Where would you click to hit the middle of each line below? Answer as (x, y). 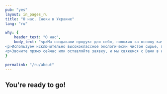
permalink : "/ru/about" (30, 65)
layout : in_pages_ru (27, 14)
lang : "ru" (16, 24)
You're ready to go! (36, 85)
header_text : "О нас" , (38, 37)
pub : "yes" (16, 10)
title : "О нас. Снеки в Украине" (40, 19)
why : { (12, 33)
